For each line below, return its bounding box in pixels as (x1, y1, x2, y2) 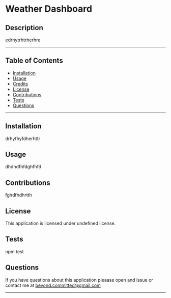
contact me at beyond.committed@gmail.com (5, 282, 101, 288)
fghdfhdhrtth (5, 192, 32, 198)
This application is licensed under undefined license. (5, 220, 116, 227)
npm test (5, 248, 24, 255)
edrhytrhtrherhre (5, 37, 41, 43)
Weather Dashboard (5, 3, 93, 15)
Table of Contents (5, 57, 64, 65)
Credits (12, 80, 28, 87)
